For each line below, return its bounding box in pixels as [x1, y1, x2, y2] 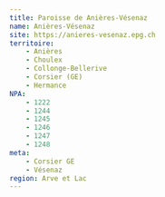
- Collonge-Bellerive [25, 64, 107, 74]
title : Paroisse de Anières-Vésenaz [9, 13, 148, 23]
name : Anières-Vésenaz [9, 22, 95, 31]
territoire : [9, 38, 54, 48]
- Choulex [25, 55, 63, 64]
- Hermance [25, 81, 67, 90]
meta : [9, 148, 30, 157]
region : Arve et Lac [9, 173, 88, 182]
